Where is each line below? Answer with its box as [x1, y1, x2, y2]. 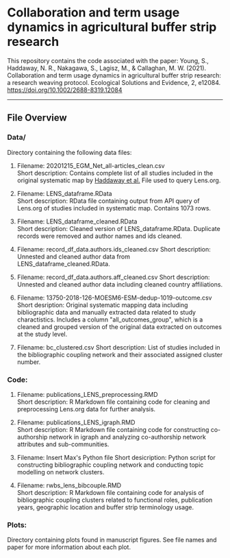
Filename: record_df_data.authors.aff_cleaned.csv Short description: [16, 273, 210, 281]
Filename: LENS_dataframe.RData [16, 189, 112, 197]
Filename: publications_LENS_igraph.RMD [16, 418, 136, 426]
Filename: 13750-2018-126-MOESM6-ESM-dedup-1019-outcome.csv [16, 293, 212, 302]
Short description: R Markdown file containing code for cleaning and [16, 398, 210, 406]
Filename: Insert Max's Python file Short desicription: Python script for [16, 453, 216, 461]
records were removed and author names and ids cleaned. [16, 232, 183, 240]
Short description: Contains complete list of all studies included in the [16, 169, 214, 177]
